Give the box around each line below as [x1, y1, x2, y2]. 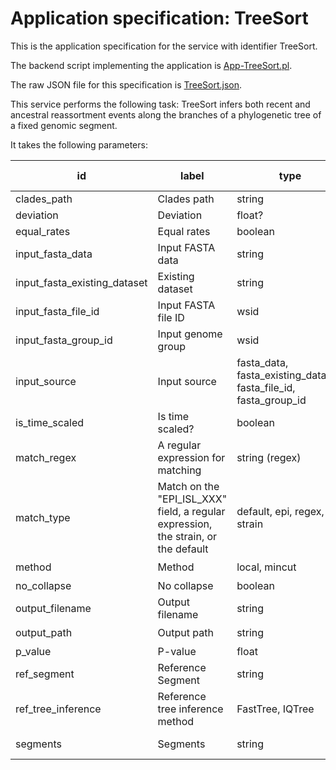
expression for [157, 450, 226, 464]
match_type [15, 510, 71, 524]
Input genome [157, 327, 223, 341]
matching [157, 463, 202, 477]
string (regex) [236, 450, 302, 464]
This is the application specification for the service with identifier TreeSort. [10, 40, 318, 52]
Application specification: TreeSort [10, 7, 309, 30]
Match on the [157, 479, 220, 493]
